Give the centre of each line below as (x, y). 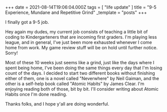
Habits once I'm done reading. (36, 94)
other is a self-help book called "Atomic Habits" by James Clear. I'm (75, 84)
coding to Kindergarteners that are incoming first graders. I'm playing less (81, 37)
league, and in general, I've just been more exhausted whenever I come (79, 42)
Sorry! (12, 53)
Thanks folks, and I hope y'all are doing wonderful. (57, 104)
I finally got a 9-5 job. (27, 22)
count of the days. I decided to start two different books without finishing (80, 73)
